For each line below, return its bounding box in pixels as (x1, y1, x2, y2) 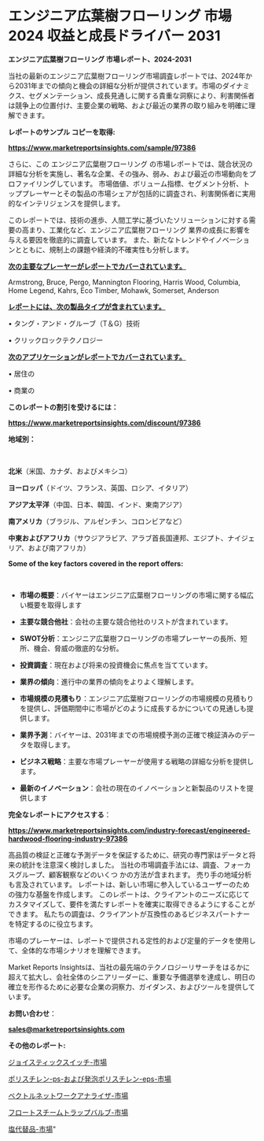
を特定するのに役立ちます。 (8, 919, 97, 928)
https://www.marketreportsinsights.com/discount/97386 (8, 418, 201, 428)
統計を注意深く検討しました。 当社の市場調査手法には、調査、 (21, 860, 224, 869)
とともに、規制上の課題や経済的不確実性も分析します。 (14, 245, 194, 254)
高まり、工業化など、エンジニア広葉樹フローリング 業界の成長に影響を (21, 225, 251, 235)
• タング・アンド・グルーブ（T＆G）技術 (8, 318, 140, 328)
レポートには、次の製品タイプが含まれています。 (8, 302, 167, 311)
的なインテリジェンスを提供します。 (8, 198, 125, 208)
